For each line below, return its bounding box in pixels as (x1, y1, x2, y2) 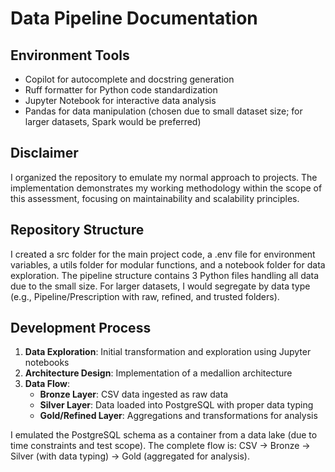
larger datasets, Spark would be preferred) (24, 116, 202, 127)
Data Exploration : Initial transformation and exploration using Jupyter (24, 346, 312, 358)
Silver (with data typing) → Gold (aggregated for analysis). (10, 450, 250, 462)
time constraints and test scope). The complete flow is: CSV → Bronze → (10, 440, 311, 452)
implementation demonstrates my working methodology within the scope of (10, 182, 323, 194)
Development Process (10, 320, 152, 337)
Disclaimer (10, 145, 79, 162)
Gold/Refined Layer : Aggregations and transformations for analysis (39, 410, 318, 422)
